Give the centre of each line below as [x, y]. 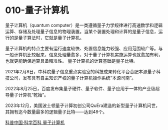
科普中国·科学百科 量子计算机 [35, 122]
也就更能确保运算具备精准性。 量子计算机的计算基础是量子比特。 [71, 61]
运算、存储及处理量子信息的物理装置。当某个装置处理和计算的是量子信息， [82, 31]
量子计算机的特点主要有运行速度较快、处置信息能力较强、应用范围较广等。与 [84, 48]
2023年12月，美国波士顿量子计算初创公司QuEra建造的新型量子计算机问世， [83, 105]
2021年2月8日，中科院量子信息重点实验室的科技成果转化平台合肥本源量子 [81, 71]
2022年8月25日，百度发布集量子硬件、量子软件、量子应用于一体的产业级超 [82, 88]
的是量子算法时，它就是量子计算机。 [46, 38]
